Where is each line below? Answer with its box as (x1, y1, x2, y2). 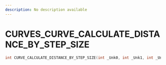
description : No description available (5, 7, 87, 12)
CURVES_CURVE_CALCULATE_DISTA (5, 28, 161, 39)
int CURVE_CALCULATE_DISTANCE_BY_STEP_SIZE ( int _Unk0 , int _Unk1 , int (5, 55, 154, 60)
